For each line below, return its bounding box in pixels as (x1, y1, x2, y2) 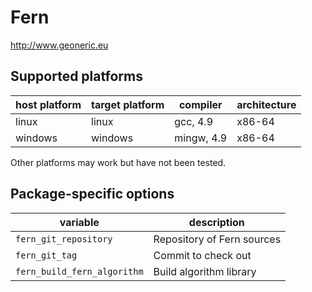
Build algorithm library (153, 264, 257, 278)
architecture (236, 97, 297, 111)
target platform (91, 97, 165, 111)
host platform (15, 97, 82, 111)
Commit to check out (153, 248, 252, 262)
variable (59, 215, 100, 229)
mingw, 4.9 (174, 131, 228, 145)
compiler (178, 97, 223, 111)
